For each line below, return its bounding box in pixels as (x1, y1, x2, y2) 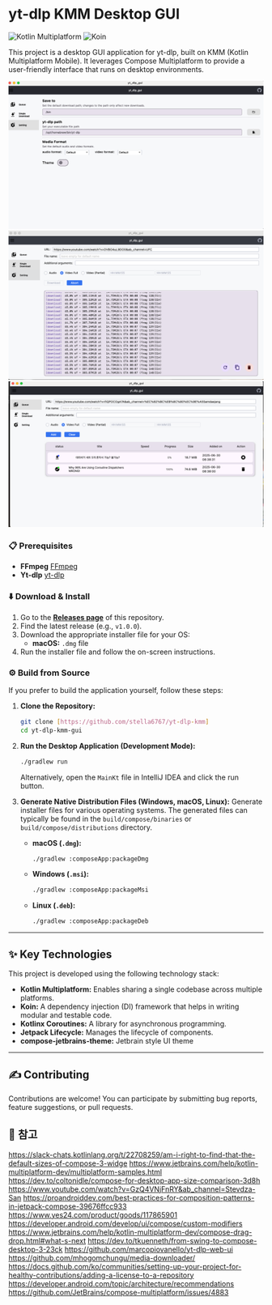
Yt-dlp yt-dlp (19, 570, 65, 580)
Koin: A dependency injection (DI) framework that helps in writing (19, 1001, 240, 1011)
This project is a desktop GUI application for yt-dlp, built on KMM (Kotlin (8, 47, 249, 57)
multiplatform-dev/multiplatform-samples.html (8, 1167, 163, 1176)
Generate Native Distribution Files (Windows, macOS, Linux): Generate (19, 797, 263, 806)
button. (19, 780, 45, 790)
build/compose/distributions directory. (19, 823, 152, 832)
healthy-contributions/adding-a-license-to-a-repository (8, 1270, 194, 1280)
